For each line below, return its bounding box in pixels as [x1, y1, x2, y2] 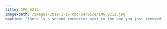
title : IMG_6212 [5, 7, 39, 12]
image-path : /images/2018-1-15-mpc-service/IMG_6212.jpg [5, 12, 126, 17]
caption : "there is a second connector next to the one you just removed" [5, 16, 164, 21]
